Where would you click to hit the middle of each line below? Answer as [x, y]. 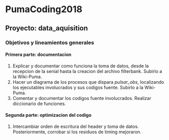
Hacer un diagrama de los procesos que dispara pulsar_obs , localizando [88, 82]
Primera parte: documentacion [38, 55]
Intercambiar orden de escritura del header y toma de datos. [76, 126]
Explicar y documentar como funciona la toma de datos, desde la [80, 66]
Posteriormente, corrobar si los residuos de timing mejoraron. [77, 132]
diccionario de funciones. [39, 103]
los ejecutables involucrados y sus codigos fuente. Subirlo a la [78, 87]
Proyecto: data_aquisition [47, 28]
